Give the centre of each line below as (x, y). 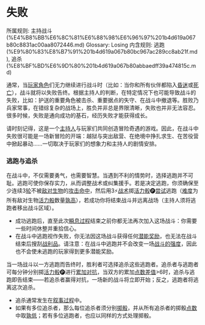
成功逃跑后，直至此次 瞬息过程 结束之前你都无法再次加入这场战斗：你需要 (106, 221)
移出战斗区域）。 (37, 208)
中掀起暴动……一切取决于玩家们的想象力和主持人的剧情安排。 (83, 144)
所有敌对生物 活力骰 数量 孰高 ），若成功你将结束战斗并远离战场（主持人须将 (99, 200)
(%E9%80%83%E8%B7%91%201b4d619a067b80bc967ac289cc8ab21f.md (102, 51)
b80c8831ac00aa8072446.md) (45, 45)
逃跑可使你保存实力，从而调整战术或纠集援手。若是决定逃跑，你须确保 (105, 183)
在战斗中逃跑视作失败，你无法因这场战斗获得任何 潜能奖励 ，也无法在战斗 (106, 236)
